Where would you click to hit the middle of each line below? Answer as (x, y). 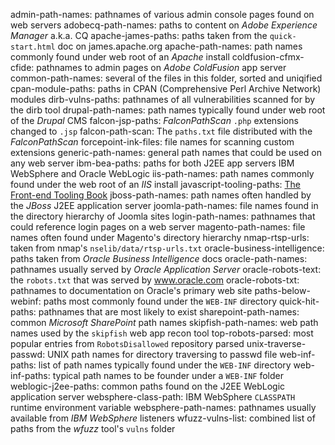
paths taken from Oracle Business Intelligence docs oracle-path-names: (159, 258)
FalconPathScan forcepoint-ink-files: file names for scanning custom (152, 142)
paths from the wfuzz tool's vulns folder (93, 428)
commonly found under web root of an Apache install (120, 57)
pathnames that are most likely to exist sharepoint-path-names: (169, 312)
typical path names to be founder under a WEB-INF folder (168, 375)
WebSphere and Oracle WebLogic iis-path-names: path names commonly (162, 173)
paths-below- (282, 290)
